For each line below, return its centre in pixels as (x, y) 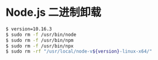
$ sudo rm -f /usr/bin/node (41, 35)
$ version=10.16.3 (29, 29)
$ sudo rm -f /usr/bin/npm (40, 40)
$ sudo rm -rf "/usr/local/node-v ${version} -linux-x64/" (79, 52)
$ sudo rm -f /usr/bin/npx (40, 46)
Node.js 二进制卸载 (54, 12)
